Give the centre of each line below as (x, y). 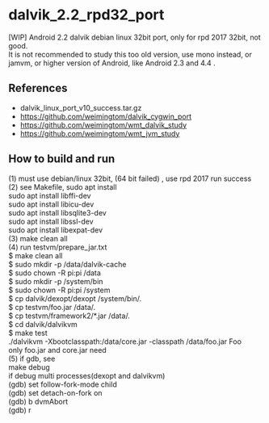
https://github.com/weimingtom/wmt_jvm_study (100, 133)
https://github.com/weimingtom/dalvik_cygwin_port (106, 116)
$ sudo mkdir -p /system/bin (56, 281)
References (38, 88)
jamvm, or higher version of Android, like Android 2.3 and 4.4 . (112, 63)
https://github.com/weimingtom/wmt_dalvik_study (103, 125)
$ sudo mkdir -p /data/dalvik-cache (67, 264)
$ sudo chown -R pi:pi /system (59, 290)
